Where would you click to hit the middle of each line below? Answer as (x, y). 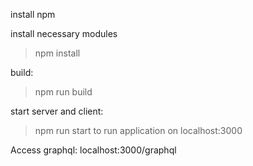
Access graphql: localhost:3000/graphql (93, 150)
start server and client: (57, 111)
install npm (33, 14)
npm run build (63, 92)
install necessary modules (64, 33)
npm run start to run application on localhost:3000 (138, 130)
